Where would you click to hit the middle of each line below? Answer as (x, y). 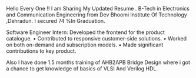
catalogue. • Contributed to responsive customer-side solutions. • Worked (97, 38)
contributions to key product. (41, 51)
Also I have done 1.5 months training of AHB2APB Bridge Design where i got (98, 62)
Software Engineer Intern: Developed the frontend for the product (85, 32)
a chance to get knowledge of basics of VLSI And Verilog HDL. (82, 69)
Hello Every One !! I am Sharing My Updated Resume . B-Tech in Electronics (98, 9)
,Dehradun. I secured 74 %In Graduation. (56, 21)
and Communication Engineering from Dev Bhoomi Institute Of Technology (97, 15)
